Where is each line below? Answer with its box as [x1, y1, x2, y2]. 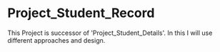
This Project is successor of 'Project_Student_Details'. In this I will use [7, 28, 213, 37]
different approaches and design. [7, 36, 106, 44]
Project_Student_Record [7, 5, 155, 21]
